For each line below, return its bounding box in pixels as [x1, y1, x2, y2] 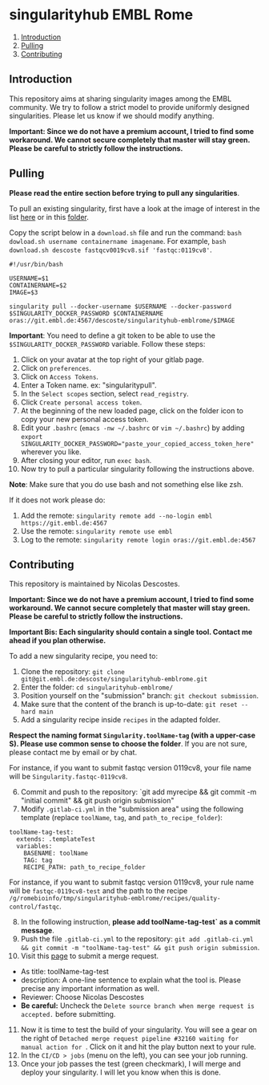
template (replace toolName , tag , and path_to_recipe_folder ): [20, 813, 223, 823]
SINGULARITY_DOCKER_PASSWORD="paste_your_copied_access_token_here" [20, 440, 255, 448]
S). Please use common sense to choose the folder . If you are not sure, [9, 739, 247, 749]
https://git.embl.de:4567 [20, 519, 107, 527]
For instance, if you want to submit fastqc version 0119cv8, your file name [9, 763, 251, 773]
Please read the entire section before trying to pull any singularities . [9, 188, 239, 197]
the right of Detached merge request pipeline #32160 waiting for [20, 1034, 239, 1043]
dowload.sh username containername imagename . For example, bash [9, 236, 227, 246]
